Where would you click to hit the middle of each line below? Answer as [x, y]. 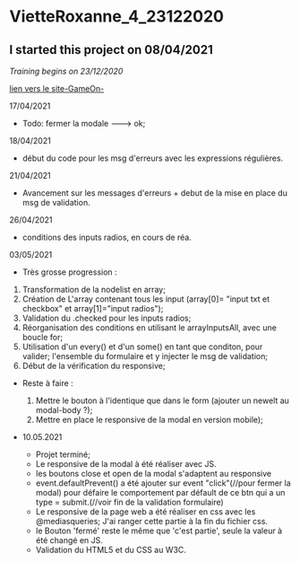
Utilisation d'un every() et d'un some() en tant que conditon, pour [142, 347]
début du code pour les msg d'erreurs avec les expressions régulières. [153, 158]
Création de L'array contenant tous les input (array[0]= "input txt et [146, 299]
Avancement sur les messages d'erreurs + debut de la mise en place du [155, 193]
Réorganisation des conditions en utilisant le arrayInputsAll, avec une [150, 328]
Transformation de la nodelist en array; [94, 290]
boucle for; [43, 337]
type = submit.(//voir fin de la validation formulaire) [129, 502]
